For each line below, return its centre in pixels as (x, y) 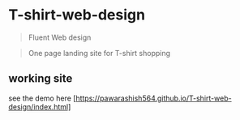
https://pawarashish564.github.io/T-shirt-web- (154, 98)
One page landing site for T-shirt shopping (99, 53)
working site (41, 79)
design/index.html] (40, 106)
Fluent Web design (60, 37)
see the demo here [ (42, 98)
